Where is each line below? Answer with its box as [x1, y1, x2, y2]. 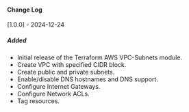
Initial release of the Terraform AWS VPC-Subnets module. [16, 53, 183, 61]
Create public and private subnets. [16, 68, 115, 76]
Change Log [7, 5, 42, 14]
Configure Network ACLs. [16, 89, 90, 98]
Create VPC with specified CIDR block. [16, 61, 127, 69]
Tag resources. [16, 97, 60, 105]
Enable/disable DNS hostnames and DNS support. [16, 75, 159, 83]
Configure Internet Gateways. [16, 83, 101, 91]
